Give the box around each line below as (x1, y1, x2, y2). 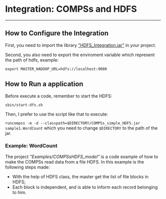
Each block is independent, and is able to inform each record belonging (12, 184, 158, 190)
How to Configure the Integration (5, 29, 109, 37)
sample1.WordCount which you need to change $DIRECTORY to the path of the (5, 125, 158, 131)
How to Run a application (5, 80, 83, 88)
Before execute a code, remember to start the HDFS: (5, 93, 112, 99)
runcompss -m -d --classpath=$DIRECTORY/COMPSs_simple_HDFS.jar (5, 121, 140, 126)
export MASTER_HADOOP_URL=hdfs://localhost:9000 (5, 66, 107, 71)
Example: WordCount (5, 142, 58, 149)
